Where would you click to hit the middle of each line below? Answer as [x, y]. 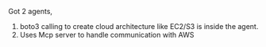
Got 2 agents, [31, 11]
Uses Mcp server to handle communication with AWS [107, 35]
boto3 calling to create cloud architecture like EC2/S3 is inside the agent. [139, 26]
